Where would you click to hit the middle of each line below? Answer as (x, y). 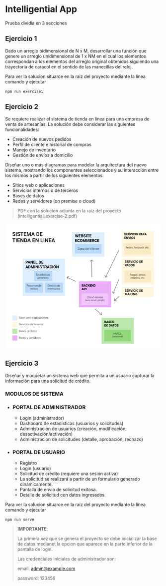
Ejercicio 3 (22, 363)
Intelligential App (41, 9)
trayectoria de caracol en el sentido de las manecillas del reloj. (69, 66)
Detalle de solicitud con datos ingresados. (63, 495)
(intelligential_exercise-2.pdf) (47, 216)
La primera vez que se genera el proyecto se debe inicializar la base (87, 539)
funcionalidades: (22, 129)
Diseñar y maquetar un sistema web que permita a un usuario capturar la (80, 375)
